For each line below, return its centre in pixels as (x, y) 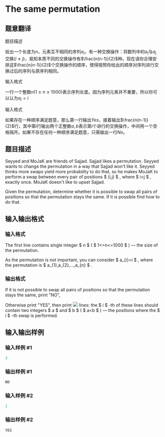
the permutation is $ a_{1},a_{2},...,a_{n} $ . (49, 265)
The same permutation (53, 9)
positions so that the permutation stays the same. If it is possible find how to (82, 197)
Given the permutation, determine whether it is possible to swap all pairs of (81, 192)
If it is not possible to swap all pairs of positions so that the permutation (78, 290)
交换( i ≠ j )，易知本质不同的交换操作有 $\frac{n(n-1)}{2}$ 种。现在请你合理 (79, 59)
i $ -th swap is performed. (32, 315)
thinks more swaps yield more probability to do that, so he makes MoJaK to (82, 172)
